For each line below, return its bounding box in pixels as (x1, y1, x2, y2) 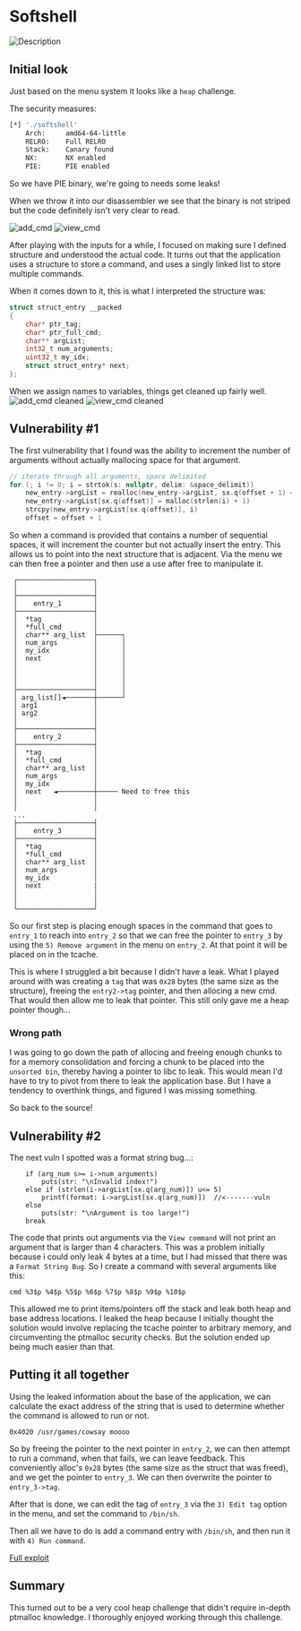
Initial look (9, 62, 69, 77)
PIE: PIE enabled (25, 162, 110, 171)
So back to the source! (9, 1103, 93, 1113)
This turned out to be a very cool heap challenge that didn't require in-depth (9, 1601, 291, 1613)
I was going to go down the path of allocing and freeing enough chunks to (9, 1047, 282, 1058)
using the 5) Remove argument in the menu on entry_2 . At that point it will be (9, 939, 288, 950)
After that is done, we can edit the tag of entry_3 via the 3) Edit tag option (9, 1498, 288, 1509)
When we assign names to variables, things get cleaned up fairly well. (9, 385, 267, 396)
